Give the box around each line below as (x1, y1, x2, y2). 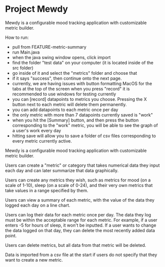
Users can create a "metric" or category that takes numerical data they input (5, 162, 160, 168)
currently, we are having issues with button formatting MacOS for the (12, 80, 152, 87)
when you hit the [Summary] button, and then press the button (12, 117, 139, 123)
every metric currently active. (12, 138, 72, 144)
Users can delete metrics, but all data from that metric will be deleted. (5, 242, 146, 248)
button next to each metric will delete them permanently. (12, 101, 127, 107)
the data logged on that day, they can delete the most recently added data (5, 227, 155, 233)
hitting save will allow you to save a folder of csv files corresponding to (12, 133, 156, 139)
